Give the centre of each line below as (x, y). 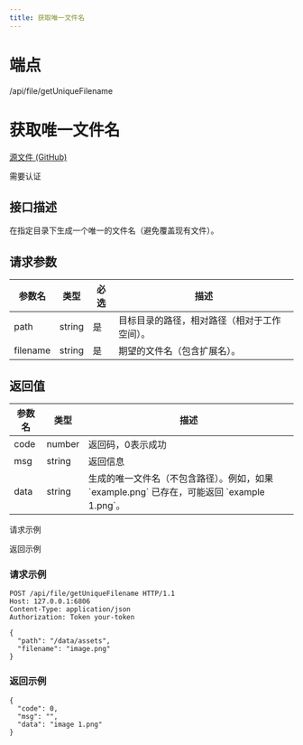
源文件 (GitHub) (38, 157)
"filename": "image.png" (64, 649)
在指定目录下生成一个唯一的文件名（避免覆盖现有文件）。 (114, 230)
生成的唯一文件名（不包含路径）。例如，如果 (181, 478)
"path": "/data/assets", (64, 641)
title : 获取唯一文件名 (47, 18)
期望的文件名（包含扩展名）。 (179, 351)
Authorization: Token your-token (72, 618)
